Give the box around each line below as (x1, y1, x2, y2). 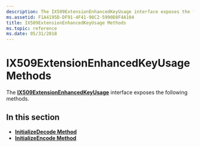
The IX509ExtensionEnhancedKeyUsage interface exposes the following (6, 89, 188, 96)
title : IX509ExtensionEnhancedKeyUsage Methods (6, 20, 127, 26)
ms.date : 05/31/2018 (6, 31, 58, 37)
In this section (6, 112, 60, 123)
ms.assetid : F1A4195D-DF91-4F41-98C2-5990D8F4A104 (6, 14, 135, 20)
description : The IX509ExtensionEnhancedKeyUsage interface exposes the (6, 8, 190, 15)
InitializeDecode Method (14, 128, 77, 135)
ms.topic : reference (6, 25, 58, 32)
